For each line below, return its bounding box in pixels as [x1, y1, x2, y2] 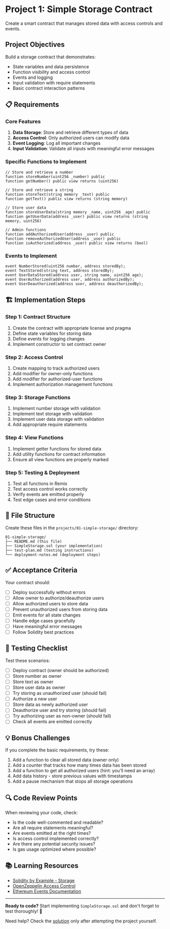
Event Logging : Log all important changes [12, 140, 101, 146]
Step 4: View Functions [5, 434, 64, 441]
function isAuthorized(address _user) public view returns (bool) [5, 240, 148, 246]
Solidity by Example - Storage [12, 877, 75, 883]
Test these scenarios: [5, 657, 50, 663]
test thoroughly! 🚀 [5, 908, 42, 914]
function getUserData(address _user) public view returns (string [5, 214, 148, 219]
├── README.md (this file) [5, 539, 62, 544]
